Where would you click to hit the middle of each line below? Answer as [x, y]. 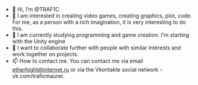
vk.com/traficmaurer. [38, 76]
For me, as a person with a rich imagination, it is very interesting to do [99, 22]
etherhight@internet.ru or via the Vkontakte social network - [87, 70]
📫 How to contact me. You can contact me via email [78, 61]
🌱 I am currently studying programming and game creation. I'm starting [101, 35]
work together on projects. [45, 54]
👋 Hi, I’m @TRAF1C [35, 9]
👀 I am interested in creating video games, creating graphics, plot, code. [102, 16]
